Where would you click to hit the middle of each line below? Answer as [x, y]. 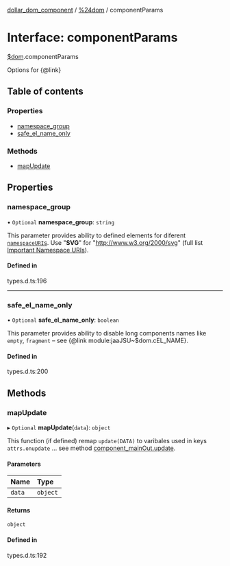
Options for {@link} [34, 70]
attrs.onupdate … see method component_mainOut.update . [91, 448]
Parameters [24, 464]
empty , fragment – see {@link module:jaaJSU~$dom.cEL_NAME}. [98, 341]
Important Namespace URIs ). [48, 250]
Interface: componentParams [92, 38]
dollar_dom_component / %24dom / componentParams [85, 10]
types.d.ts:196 [27, 281]
